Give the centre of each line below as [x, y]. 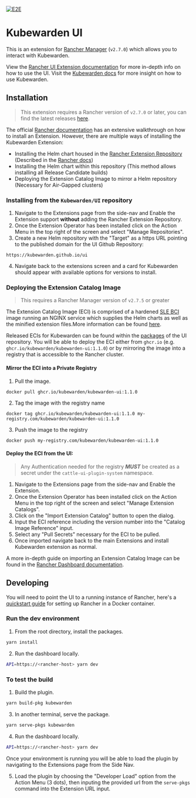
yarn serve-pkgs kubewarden [40, 725]
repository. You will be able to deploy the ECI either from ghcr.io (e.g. [90, 342]
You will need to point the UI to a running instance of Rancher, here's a [91, 597]
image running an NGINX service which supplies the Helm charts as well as [97, 318]
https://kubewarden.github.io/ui [47, 255]
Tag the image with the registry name [60, 403]
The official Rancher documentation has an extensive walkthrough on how [96, 130]
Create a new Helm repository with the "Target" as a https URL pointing [101, 238]
